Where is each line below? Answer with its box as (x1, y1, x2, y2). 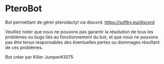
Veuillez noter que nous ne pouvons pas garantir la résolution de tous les (5, 29, 154, 34)
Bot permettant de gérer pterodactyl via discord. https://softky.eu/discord (5, 19, 155, 25)
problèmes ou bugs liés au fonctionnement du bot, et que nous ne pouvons (5, 34, 158, 40)
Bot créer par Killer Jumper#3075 (5, 54, 74, 60)
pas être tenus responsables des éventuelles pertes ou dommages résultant (5, 39, 160, 45)
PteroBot (5, 3, 42, 14)
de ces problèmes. (5, 44, 43, 50)
